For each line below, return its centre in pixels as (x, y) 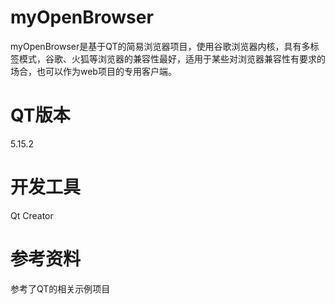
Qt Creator (32, 215)
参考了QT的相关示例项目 (60, 288)
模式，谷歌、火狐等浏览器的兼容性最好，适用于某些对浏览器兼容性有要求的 (172, 58)
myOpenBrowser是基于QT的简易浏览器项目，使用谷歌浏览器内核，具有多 (160, 46)
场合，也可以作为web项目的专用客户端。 (93, 71)
